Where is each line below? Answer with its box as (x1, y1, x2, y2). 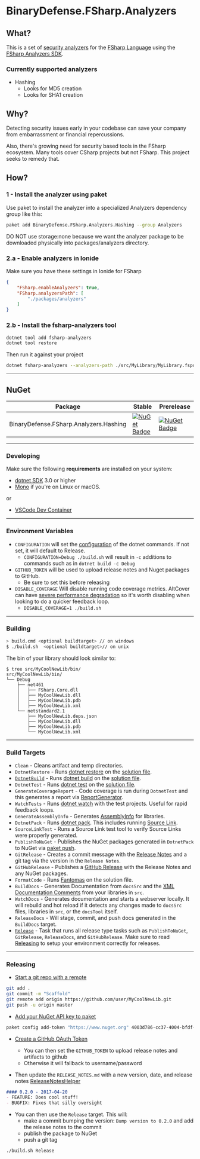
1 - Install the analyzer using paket (6, 190, 107, 198)
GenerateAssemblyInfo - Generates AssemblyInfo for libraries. (14, 812, 165, 819)
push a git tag (23, 1136, 58, 1143)
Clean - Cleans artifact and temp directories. (14, 762, 124, 769)
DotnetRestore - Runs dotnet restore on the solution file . (14, 768, 152, 775)
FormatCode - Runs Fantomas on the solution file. (14, 876, 133, 883)
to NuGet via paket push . (14, 844, 76, 851)
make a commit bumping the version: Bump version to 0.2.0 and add (23, 1117, 194, 1124)
